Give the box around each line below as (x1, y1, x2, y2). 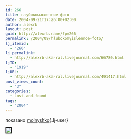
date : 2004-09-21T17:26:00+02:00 (5, 17, 76, 22)
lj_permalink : (5, 50, 36, 55)
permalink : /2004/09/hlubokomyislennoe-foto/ (5, 36, 103, 42)
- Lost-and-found (10, 93, 47, 98)
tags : (5, 98, 17, 103)
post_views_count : (5, 79, 44, 84)
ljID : (5, 60, 17, 65)
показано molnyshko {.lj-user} (5, 117, 69, 123)
